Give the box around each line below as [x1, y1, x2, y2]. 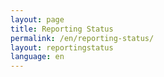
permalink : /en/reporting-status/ [10, 33, 155, 43]
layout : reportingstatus [10, 42, 114, 53]
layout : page [10, 14, 65, 25]
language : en [10, 52, 65, 62]
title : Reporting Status [10, 24, 114, 34]
